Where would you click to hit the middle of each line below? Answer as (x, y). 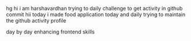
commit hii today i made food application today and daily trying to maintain (96, 14)
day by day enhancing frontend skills (51, 32)
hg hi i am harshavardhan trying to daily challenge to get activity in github (94, 8)
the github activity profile (36, 20)
